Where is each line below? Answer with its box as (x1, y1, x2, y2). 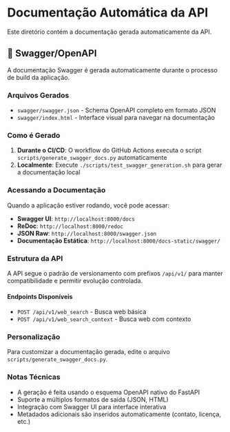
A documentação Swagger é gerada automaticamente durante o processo (7, 65, 218, 74)
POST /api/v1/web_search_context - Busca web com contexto (17, 315, 191, 323)
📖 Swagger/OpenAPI (7, 48, 97, 59)
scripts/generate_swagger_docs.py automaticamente (17, 154, 167, 162)
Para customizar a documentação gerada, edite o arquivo (7, 348, 170, 356)
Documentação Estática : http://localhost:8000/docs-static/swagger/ (17, 236, 220, 245)
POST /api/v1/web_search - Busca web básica (17, 308, 147, 316)
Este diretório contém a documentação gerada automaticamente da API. (7, 28, 212, 36)
